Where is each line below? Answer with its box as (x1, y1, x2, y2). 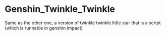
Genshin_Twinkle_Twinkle (5, 3, 116, 15)
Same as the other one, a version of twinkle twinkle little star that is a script (5, 20, 161, 26)
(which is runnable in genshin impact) (5, 25, 83, 31)
